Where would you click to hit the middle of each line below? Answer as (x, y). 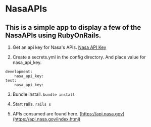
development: (19, 72)
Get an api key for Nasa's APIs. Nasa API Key (59, 47)
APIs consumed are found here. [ (47, 114)
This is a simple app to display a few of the (73, 27)
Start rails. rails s (32, 104)
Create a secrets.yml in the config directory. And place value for (79, 57)
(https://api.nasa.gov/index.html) (46, 119)
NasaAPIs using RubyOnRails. (53, 35)
